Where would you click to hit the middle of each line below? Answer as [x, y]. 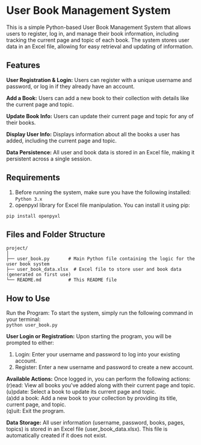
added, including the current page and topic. [62, 140]
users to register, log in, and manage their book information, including [93, 33]
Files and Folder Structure [56, 234]
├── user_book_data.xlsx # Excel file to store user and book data [94, 270]
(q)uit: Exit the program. [36, 411]
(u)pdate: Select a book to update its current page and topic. [81, 392]
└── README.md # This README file [62, 280]
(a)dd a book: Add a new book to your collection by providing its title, [92, 398]
